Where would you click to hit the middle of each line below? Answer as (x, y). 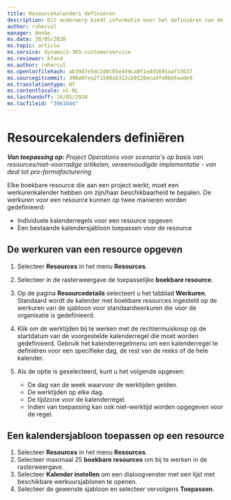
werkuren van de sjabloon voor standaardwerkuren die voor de (107, 308)
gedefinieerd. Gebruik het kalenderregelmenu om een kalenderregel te (118, 343)
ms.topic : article (33, 46)
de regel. (40, 414)
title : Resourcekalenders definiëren (61, 13)
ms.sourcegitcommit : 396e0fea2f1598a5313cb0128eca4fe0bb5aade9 (100, 78)
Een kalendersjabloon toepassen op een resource (116, 436)
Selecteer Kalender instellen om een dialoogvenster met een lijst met (116, 474)
